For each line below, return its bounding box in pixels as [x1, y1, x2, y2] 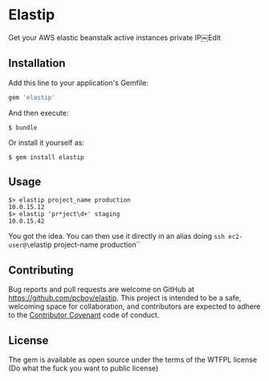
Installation [8, 56, 66, 70]
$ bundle [8, 123, 38, 132]
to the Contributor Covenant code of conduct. [8, 310, 160, 320]
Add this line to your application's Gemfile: [8, 78, 149, 88]
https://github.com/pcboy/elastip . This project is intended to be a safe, [8, 293, 242, 303]
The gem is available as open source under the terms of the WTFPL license [8, 355, 258, 365]
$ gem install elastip [8, 153, 84, 162]
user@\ [8, 241, 31, 250]
